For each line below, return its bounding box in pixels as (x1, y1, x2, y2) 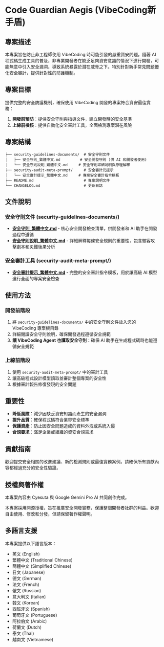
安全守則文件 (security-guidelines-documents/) (5, 213, 120, 220)
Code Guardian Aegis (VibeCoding (5, 4, 147, 16)
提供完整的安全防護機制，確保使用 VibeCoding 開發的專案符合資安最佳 (5, 99, 147, 105)
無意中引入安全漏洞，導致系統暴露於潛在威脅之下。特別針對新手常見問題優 (9, 64, 159, 69)
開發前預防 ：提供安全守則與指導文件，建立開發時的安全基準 (12, 116, 132, 122)
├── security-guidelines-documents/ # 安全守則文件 (5, 152, 110, 157)
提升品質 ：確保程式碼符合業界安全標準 (12, 417, 89, 423)
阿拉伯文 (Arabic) (12, 618, 47, 624)
